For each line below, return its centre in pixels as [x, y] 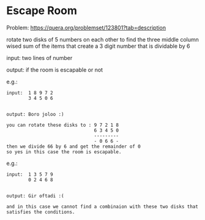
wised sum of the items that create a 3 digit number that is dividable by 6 [98, 46]
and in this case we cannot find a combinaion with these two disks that [102, 207]
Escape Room [42, 11]
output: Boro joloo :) [35, 114]
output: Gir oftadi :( [35, 196]
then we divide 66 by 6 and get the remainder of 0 [73, 146]
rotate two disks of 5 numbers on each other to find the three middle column [102, 39]
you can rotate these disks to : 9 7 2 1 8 [63, 125]
